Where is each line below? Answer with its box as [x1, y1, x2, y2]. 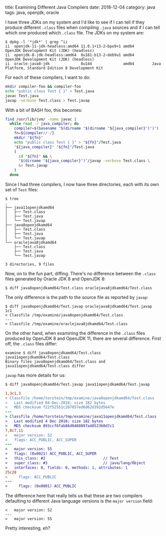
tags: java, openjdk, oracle [5, 9, 60, 15]
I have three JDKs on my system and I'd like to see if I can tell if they [5, 19, 145, 25]
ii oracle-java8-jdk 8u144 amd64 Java [5, 61, 162, 66]
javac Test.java [5, 93, 39, 98]
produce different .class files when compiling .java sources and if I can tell [5, 24, 160, 30]
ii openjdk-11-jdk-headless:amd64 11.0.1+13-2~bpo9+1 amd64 [5, 44, 135, 49]
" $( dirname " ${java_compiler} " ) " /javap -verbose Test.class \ [18, 158, 150, 164]
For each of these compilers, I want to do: [5, 74, 91, 80]
